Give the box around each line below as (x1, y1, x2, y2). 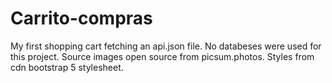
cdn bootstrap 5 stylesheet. (10, 61, 124, 73)
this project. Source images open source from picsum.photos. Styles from (10, 50, 315, 62)
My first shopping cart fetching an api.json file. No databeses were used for (10, 40, 322, 52)
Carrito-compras (10, 7, 153, 30)
